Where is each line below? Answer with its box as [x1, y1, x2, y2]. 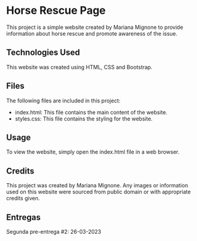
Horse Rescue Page [6, 4, 106, 17]
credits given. [6, 195, 40, 202]
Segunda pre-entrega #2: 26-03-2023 [6, 228, 102, 235]
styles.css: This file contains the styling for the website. [14, 115, 153, 122]
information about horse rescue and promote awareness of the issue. [6, 30, 178, 37]
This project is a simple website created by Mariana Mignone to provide [6, 23, 183, 31]
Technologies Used [6, 48, 80, 58]
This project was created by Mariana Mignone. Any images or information [6, 182, 188, 189]
